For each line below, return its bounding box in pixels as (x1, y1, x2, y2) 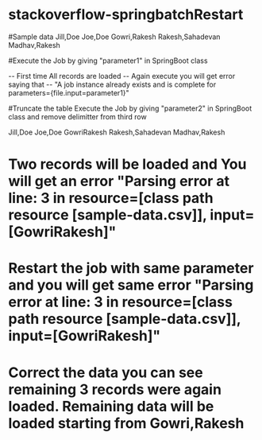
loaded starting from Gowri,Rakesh (8, 414, 245, 432)
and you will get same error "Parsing (8, 276, 254, 294)
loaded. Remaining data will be (8, 397, 214, 415)
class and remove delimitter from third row (8, 111, 147, 121)
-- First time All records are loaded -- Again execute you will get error (8, 71, 236, 80)
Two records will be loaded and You (8, 155, 247, 173)
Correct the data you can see (8, 364, 204, 381)
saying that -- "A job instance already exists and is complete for (8, 80, 217, 89)
